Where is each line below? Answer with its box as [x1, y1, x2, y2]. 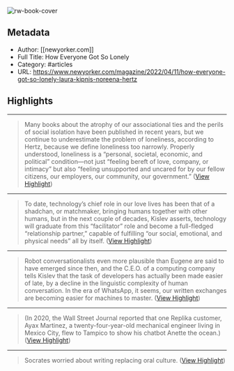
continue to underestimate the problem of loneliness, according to [24, 135, 214, 143]
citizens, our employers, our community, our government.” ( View [24, 172, 210, 181]
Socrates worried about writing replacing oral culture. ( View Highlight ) [24, 356, 226, 364]
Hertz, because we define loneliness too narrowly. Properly [24, 142, 195, 151]
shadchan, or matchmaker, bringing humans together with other [24, 206, 208, 215]
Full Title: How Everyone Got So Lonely [17, 52, 130, 61]
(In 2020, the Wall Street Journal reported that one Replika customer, [24, 314, 222, 322]
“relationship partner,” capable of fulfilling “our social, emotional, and [24, 229, 223, 237]
